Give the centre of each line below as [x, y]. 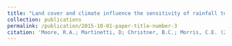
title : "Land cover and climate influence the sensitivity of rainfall [112, 13]
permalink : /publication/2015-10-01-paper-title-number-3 [92, 26]
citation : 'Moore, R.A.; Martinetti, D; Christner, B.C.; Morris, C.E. [112, 32]
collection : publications [44, 20]
